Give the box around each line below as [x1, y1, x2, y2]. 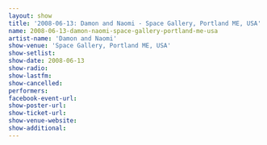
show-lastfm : [8, 72, 52, 80]
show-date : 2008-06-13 [8, 57, 85, 65]
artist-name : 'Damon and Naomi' [8, 34, 117, 43]
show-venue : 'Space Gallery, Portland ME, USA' [8, 42, 172, 50]
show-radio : [8, 64, 48, 72]
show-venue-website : [8, 117, 78, 125]
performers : [8, 86, 48, 95]
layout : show [8, 11, 52, 20]
